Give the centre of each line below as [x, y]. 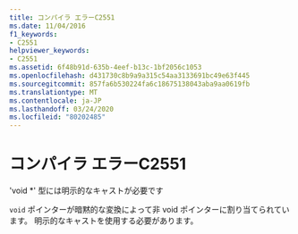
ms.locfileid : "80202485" [57, 117]
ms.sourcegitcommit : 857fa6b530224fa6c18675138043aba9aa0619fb [130, 84]
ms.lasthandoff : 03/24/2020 [62, 109]
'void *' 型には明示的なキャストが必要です [86, 191]
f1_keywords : [34, 34]
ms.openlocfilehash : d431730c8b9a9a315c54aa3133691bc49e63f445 [130, 76]
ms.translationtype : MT [54, 92]
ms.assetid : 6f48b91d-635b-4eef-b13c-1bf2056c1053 [106, 68]
